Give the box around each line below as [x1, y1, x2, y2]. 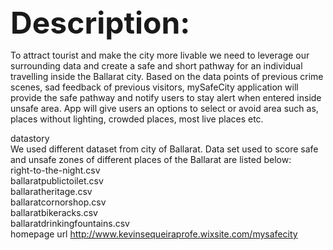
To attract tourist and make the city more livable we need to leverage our [10, 49, 310, 61]
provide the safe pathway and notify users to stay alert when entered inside [10, 92, 322, 103]
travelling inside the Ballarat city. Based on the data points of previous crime [10, 71, 324, 82]
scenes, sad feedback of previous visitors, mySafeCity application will [10, 81, 299, 93]
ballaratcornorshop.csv [10, 196, 107, 208]
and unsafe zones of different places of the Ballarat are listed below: [10, 154, 292, 165]
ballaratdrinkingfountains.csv [10, 218, 130, 229]
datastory [10, 133, 50, 144]
